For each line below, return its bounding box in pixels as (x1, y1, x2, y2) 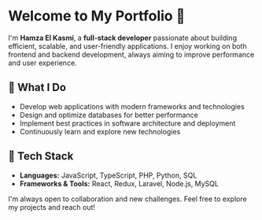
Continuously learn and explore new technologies (19, 126, 181, 136)
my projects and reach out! (8, 202, 96, 211)
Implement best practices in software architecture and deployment (19, 118, 236, 128)
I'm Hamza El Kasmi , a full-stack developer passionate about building (8, 33, 238, 42)
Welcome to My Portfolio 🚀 (8, 7, 186, 25)
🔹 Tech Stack (8, 149, 74, 163)
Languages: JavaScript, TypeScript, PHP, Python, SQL (19, 170, 197, 180)
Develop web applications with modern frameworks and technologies (19, 101, 245, 111)
